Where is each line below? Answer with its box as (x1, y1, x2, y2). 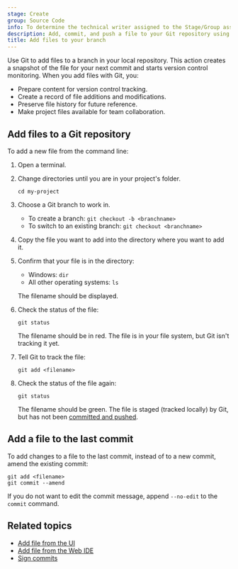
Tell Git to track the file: (17, 352, 86, 361)
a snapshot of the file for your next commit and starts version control (7, 64, 208, 72)
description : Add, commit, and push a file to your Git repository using (7, 30, 230, 38)
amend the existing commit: (7, 459, 89, 468)
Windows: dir (28, 270, 69, 278)
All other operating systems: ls (28, 278, 119, 286)
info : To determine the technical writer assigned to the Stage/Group (7, 23, 220, 30)
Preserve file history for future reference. (17, 100, 138, 108)
